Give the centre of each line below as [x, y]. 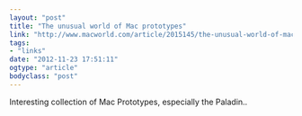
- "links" [28, 51]
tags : [19, 43]
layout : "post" [38, 18]
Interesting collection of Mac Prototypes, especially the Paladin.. [129, 102]
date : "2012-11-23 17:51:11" [64, 59]
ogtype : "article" [44, 68]
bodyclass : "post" [44, 76]
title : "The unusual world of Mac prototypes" [98, 26]
